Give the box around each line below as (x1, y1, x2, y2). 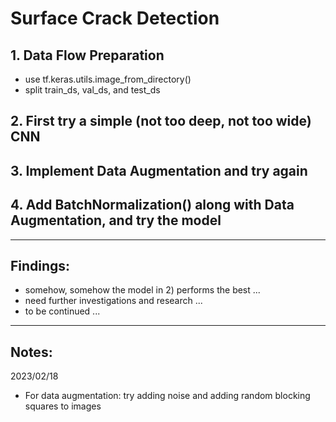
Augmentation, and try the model (10, 212, 222, 229)
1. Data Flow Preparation (10, 47, 165, 64)
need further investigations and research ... (24, 295, 203, 307)
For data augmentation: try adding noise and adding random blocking (24, 390, 311, 402)
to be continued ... (24, 305, 101, 317)
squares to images (24, 400, 102, 412)
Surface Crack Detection (10, 7, 220, 30)
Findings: (10, 257, 71, 274)
